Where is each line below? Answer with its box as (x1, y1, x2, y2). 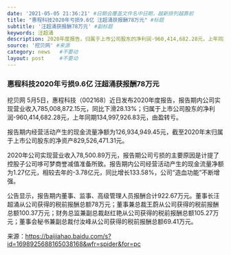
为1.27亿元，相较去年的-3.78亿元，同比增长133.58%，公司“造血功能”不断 (7, 168, 214, 176)
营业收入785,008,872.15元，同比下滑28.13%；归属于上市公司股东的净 (12, 105, 210, 113)
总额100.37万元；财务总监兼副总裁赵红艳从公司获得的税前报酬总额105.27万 (7, 209, 219, 217)
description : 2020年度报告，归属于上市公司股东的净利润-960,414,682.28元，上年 (7, 36, 219, 43)
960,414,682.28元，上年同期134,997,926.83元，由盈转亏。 (16, 113, 182, 121)
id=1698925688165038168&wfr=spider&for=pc (7, 240, 141, 248)
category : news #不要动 (7, 49, 78, 56)
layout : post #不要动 (7, 55, 78, 62)
